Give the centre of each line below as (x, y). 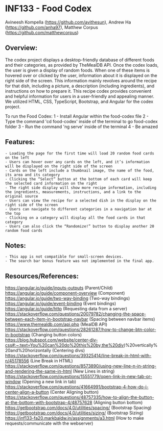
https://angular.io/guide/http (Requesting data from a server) (66, 309)
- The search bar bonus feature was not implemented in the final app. (80, 261)
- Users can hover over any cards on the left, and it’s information (78, 162)
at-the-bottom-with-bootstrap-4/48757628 (49, 403)
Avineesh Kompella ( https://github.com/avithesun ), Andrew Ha (68, 22)
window (13, 382)
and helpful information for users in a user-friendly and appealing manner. (80, 96)
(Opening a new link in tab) (49, 382)
